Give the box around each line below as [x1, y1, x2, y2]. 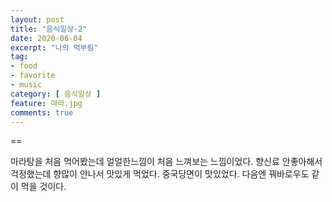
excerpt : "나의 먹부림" [10, 42, 99, 53]
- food [10, 61, 38, 71]
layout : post [10, 14, 65, 25]
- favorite [10, 71, 56, 81]
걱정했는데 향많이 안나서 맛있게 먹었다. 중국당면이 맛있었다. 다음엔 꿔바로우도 [10, 168, 310, 180]
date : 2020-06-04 [10, 33, 83, 43]
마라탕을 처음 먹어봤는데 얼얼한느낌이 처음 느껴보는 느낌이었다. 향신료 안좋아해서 [10, 156, 323, 168]
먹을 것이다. [20, 181, 67, 193]
